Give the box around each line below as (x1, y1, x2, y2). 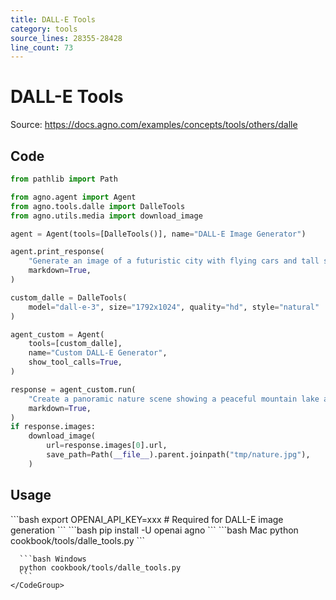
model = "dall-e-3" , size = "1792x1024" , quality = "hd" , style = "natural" (28, 302, 320, 312)
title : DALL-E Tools (10, 14, 97, 25)
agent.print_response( (10, 247, 105, 257)
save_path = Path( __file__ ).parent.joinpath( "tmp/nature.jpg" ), (46, 450, 311, 460)
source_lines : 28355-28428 (10, 33, 123, 43)
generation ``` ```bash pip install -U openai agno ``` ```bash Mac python (10, 524, 299, 536)
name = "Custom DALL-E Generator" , (28, 348, 168, 358)
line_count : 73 (10, 42, 74, 53)
